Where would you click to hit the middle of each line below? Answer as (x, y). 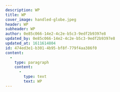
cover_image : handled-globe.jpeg (41, 19)
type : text (35, 77)
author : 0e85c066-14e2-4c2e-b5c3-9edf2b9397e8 (56, 34)
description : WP (22, 10)
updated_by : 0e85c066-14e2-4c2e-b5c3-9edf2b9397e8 (60, 39)
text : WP (33, 81)
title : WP (16, 15)
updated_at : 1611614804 (31, 43)
